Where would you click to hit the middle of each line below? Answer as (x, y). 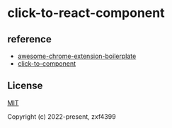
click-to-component (47, 64)
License (25, 86)
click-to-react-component (86, 13)
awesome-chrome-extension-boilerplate (77, 56)
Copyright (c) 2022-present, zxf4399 (62, 116)
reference (29, 39)
